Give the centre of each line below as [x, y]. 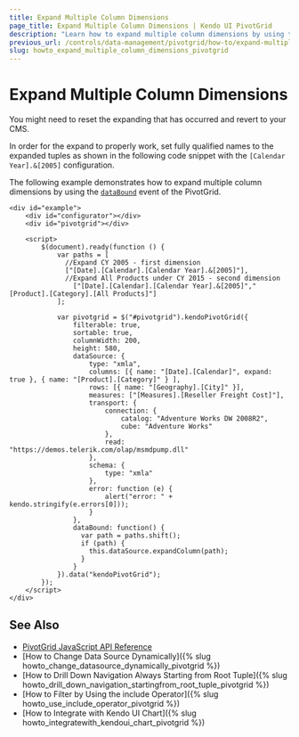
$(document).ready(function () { [103, 247]
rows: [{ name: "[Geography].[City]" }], [166, 388]
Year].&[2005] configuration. [62, 165]
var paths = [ [83, 255]
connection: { [131, 411]
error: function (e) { [131, 489]
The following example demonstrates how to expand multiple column [136, 183]
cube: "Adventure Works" [167, 427]
